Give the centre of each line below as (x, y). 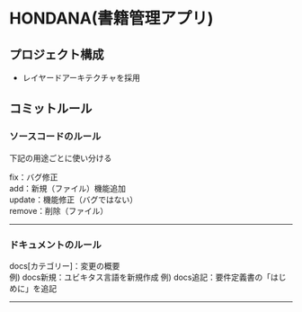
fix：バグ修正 (34, 177)
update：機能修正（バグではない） (73, 200)
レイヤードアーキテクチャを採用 (81, 78)
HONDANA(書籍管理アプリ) (111, 18)
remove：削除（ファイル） (59, 210)
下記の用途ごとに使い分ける (61, 157)
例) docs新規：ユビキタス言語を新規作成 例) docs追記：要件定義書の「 (140, 277)
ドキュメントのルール (55, 245)
